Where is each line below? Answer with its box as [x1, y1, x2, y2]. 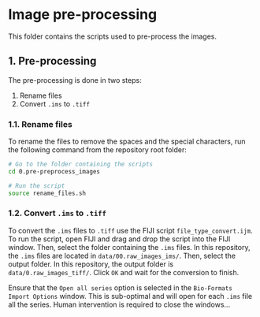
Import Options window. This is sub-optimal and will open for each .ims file [8, 291, 253, 300]
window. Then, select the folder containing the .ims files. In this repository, [8, 242, 251, 252]
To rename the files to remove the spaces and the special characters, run [8, 136, 246, 147]
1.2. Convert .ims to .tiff [8, 207, 106, 218]
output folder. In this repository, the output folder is [8, 259, 174, 269]
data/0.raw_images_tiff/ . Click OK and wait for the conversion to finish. [8, 267, 240, 277]
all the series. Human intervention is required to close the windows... [8, 300, 231, 309]
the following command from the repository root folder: [8, 145, 188, 155]
